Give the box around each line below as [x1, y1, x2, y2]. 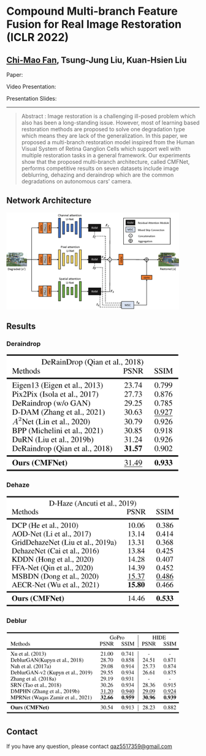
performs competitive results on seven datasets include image [21, 164, 179, 172]
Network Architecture [6, 195, 92, 206]
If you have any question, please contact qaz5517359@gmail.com [6, 742, 173, 750]
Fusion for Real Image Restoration [6, 17, 182, 31]
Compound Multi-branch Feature [6, 4, 178, 18]
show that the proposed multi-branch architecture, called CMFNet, [21, 158, 190, 165]
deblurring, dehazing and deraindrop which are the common [21, 171, 174, 179]
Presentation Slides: [6, 95, 57, 102]
